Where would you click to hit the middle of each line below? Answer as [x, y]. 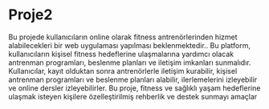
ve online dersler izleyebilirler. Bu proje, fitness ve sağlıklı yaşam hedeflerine [134, 88]
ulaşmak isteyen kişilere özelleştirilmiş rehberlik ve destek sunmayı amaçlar [133, 96]
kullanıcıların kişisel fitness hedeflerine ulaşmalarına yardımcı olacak [121, 54]
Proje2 [31, 15]
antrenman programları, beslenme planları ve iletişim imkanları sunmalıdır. [130, 63]
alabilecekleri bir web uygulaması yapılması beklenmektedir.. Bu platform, [130, 45]
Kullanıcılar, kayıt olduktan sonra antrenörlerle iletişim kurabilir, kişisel [123, 71]
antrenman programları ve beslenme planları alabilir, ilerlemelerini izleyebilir [133, 79]
